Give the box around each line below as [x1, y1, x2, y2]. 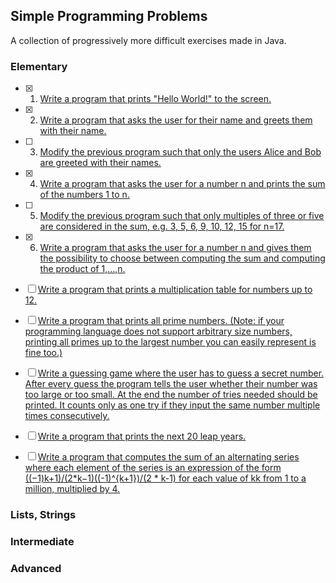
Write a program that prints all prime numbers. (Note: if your [37, 315, 285, 327]
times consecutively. [24, 410, 110, 422]
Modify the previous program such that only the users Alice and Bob [39, 146, 322, 158]
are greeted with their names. [39, 157, 162, 169]
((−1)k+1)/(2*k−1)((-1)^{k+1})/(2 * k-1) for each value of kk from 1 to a [24, 472, 307, 484]
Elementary [10, 59, 68, 73]
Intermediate [10, 534, 75, 548]
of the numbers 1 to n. [39, 189, 130, 201]
